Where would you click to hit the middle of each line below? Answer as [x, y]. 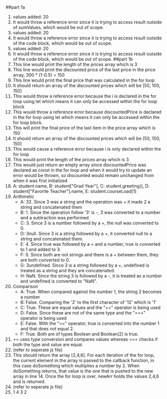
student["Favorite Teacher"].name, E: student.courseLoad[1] [75, 191]
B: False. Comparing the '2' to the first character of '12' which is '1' [88, 302]
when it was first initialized [40, 181]
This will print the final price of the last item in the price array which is [84, 128]
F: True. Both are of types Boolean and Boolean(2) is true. [79, 334]
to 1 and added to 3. [41, 249]
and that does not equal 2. [47, 329]
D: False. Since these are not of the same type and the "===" [83, 313]
